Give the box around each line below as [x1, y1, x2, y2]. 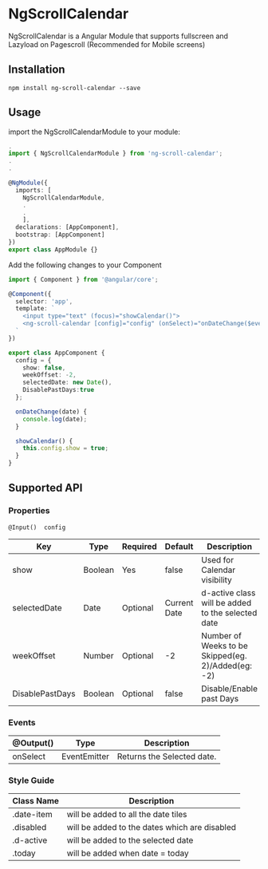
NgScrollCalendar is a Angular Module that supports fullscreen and [8, 31, 229, 41]
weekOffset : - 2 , [22, 371, 77, 379]
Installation [8, 63, 65, 77]
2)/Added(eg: [201, 660, 253, 671]
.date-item [12, 809, 53, 820]
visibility [201, 574, 233, 585]
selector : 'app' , [15, 297, 73, 306]
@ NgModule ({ [8, 179, 48, 188]
